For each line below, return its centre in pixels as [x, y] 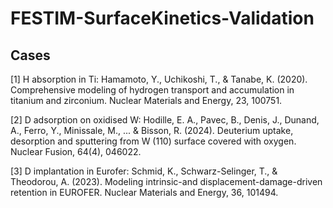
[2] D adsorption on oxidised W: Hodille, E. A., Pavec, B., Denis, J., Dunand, [165, 120]
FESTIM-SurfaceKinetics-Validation [162, 18]
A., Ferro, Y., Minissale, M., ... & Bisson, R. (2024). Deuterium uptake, [152, 130]
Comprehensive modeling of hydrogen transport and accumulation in [152, 90]
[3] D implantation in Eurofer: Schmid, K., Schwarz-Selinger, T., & [144, 171]
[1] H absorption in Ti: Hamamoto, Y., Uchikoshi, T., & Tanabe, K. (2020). [159, 79]
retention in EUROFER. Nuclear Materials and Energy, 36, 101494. [144, 192]
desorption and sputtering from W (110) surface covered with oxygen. [153, 141]
